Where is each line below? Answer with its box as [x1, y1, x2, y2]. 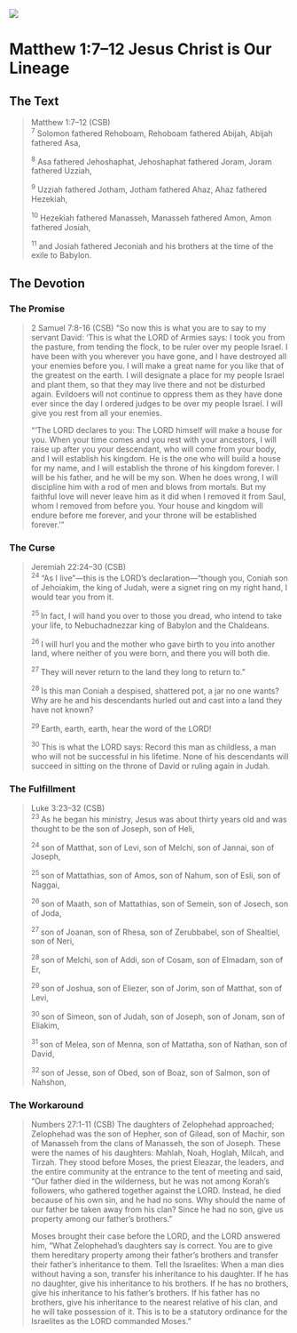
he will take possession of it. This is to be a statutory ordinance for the [30, 1306, 288, 1317]
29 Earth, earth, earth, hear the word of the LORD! [30, 721, 212, 734]
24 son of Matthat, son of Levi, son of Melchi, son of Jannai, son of [30, 840, 275, 853]
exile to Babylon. [30, 250, 92, 261]
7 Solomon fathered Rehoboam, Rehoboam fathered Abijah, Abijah [30, 126, 273, 139]
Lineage [9, 58, 70, 78]
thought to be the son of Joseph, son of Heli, [30, 823, 195, 834]
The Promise [9, 302, 65, 315]
